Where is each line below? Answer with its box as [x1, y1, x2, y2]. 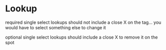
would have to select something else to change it [5, 24, 106, 30]
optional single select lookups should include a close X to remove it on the [5, 34, 158, 40]
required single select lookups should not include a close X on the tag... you [5, 19, 161, 25]
